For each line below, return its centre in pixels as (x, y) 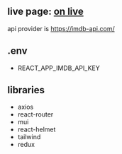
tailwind (29, 137)
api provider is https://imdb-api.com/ (61, 28)
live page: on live (45, 12)
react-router (35, 114)
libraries (26, 90)
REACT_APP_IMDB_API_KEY (59, 68)
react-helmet (37, 129)
